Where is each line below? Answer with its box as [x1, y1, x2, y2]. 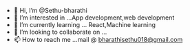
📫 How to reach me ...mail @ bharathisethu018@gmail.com [13, 36, 183, 43]
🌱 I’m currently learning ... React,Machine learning [13, 21, 156, 28]
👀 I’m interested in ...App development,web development [13, 14, 175, 22]
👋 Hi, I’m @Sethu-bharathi [13, 7, 87, 14]
